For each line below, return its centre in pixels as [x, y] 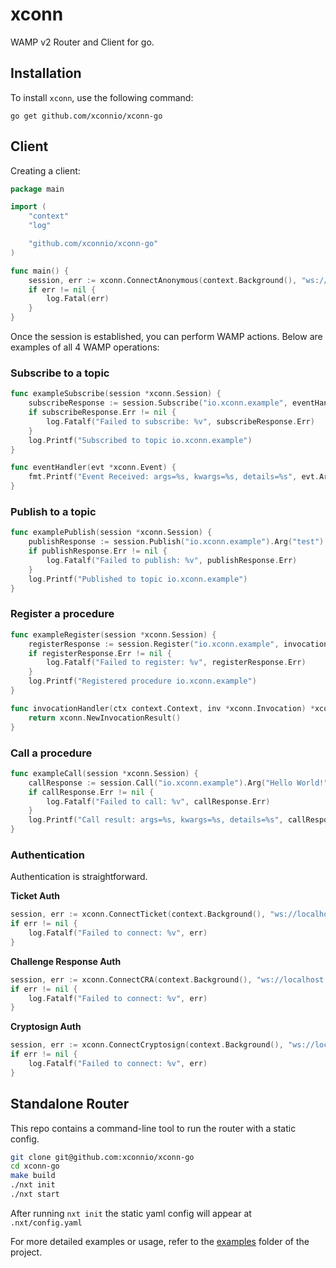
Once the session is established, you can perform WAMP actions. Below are [166, 337]
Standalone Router [70, 1104]
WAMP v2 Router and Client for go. [82, 42]
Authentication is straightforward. [79, 877]
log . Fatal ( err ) [78, 299]
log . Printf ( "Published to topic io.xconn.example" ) [138, 579]
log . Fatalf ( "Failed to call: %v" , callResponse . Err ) [158, 801]
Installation [46, 73]
